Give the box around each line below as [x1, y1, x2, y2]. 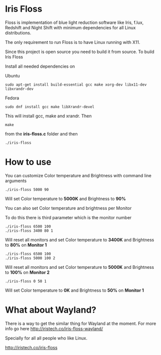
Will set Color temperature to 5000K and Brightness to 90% [5, 196, 126, 202]
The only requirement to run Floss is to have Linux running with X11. [5, 39, 140, 45]
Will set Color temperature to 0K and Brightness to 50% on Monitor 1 [5, 287, 144, 293]
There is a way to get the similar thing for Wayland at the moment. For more [5, 320, 157, 326]
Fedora [5, 95, 19, 101]
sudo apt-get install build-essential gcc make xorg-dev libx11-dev [5, 82, 147, 87]
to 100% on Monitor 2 [5, 269, 50, 275]
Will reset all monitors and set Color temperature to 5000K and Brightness [5, 264, 154, 270]
